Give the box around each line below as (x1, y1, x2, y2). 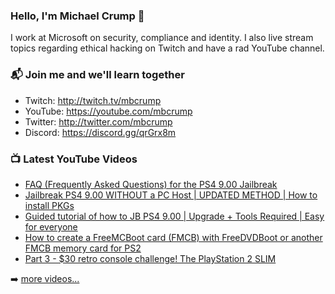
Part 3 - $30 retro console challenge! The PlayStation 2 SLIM (24, 252, 277, 264)
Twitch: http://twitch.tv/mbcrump (24, 94, 162, 106)
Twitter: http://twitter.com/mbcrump (24, 115, 173, 128)
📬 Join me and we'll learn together (10, 68, 185, 82)
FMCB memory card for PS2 (24, 242, 142, 254)
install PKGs (24, 199, 75, 211)
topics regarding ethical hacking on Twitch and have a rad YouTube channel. (10, 42, 325, 54)
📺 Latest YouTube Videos (10, 152, 138, 166)
